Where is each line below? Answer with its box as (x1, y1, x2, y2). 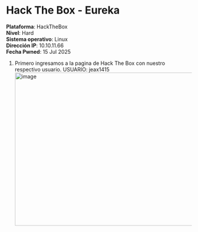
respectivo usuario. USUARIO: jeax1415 (14, 66, 110, 73)
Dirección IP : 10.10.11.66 (6, 42, 64, 49)
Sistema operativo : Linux (6, 35, 68, 43)
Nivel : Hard (6, 29, 34, 36)
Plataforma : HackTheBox (6, 23, 68, 30)
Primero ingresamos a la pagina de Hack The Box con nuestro (14, 60, 166, 67)
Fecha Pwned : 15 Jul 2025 (6, 48, 71, 55)
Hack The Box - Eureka (6, 4, 120, 17)
